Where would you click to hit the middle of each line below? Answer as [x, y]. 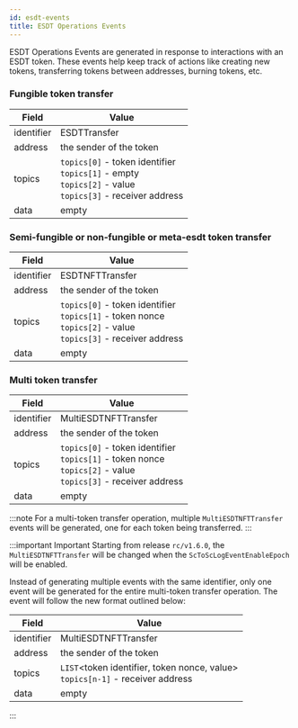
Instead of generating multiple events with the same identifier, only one [140, 582]
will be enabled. [39, 564]
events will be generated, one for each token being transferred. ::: [131, 528]
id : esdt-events [39, 18]
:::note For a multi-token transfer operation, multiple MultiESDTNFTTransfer [146, 518]
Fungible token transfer [61, 94]
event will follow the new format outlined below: [98, 601]
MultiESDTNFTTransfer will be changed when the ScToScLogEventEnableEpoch [149, 555]
